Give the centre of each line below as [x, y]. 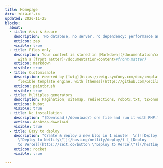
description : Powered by [39, 77]
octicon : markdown [32, 63]
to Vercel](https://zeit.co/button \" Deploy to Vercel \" [77, 145]
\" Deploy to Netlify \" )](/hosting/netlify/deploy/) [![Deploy [82, 140]
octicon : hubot [29, 104]
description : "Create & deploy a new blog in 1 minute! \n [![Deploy [86, 136]
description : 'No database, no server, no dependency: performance [83, 37]
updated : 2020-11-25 [26, 18]
